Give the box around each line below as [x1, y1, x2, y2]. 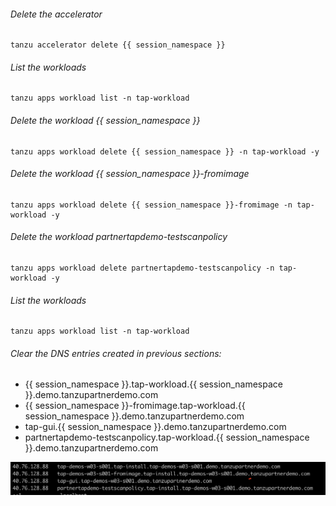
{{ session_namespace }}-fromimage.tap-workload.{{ [24, 400, 246, 412]
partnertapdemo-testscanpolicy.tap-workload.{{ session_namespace [24, 431, 310, 444]
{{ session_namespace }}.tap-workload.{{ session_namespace [24, 378, 283, 390]
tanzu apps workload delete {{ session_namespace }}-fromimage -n [10, 200, 293, 210]
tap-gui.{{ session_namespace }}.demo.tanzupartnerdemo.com [24, 421, 287, 433]
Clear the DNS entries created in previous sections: [10, 347, 222, 359]
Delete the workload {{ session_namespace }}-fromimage [10, 168, 250, 180]
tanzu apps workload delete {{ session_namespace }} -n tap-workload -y [10, 146, 320, 157]
